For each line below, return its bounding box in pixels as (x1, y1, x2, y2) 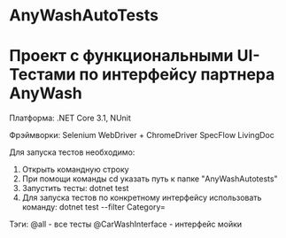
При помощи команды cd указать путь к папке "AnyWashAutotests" (21, 173, 278, 184)
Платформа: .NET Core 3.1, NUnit (9, 112, 131, 124)
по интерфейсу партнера (79, 65, 275, 85)
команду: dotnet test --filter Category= (21, 202, 166, 212)
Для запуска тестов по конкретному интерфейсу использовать (21, 192, 262, 203)
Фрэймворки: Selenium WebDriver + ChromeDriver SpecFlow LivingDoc (9, 130, 274, 141)
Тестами (9, 65, 76, 85)
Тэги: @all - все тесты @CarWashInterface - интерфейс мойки (9, 219, 243, 230)
